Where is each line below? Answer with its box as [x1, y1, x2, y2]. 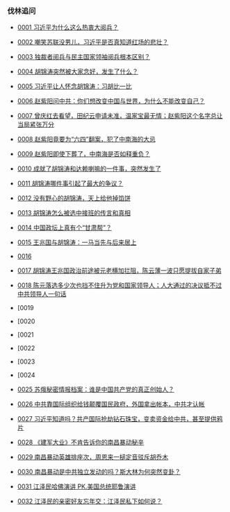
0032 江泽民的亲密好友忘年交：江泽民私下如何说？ [17, 497, 163, 506]
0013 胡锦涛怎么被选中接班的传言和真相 [17, 209, 131, 217]
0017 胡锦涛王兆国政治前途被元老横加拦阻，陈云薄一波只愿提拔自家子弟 [17, 266, 222, 275]
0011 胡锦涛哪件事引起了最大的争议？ [17, 179, 124, 188]
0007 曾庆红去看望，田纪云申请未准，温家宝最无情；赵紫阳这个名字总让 [17, 112, 223, 120]
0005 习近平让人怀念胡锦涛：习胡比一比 [17, 82, 132, 91]
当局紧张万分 [17, 120, 54, 129]
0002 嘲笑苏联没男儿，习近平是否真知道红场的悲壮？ [17, 38, 169, 46]
